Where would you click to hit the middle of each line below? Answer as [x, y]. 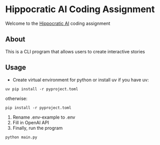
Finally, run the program [38, 128]
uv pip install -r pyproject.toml [42, 89]
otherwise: [17, 98]
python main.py [21, 137]
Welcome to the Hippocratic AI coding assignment [58, 23]
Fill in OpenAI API [31, 122]
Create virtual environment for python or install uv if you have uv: [81, 80]
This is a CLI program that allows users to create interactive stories [75, 51]
